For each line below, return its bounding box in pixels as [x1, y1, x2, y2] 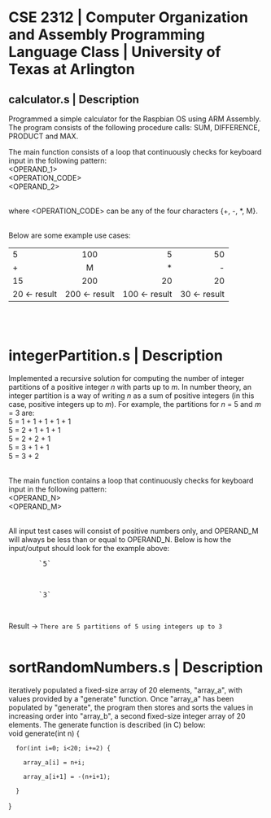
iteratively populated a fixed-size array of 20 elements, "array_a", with [8, 685, 243, 695]
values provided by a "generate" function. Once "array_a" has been [8, 693, 234, 703]
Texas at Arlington [8, 60, 136, 79]
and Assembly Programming [8, 25, 205, 44]
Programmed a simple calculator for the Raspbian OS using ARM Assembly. [8, 114, 262, 124]
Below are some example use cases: [8, 230, 131, 240]
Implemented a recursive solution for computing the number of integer [8, 373, 245, 383]
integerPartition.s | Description [8, 347, 224, 365]
